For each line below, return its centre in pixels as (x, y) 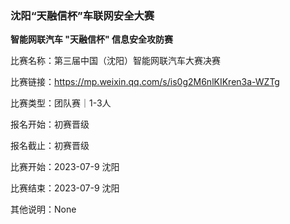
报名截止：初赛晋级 (50, 146)
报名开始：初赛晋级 (50, 124)
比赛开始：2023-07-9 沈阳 (65, 167)
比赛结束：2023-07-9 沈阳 (65, 188)
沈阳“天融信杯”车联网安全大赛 (82, 15)
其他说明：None (43, 209)
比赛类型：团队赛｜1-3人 (61, 103)
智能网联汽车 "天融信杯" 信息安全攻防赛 (92, 39)
